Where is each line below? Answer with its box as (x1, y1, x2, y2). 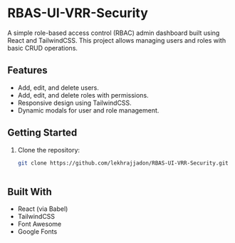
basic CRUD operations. (7, 43, 78, 52)
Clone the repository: (17, 145, 80, 154)
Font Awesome (17, 219, 62, 229)
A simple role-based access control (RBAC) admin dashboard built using (7, 29, 220, 37)
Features (7, 64, 48, 76)
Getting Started (7, 127, 78, 139)
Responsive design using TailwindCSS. (17, 98, 132, 107)
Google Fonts (17, 227, 58, 236)
